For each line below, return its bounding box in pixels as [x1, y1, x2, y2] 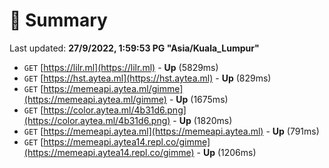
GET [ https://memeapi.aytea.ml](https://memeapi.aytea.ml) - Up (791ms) [23, 125, 320, 137]
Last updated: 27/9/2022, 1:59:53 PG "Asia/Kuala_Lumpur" [9, 42, 260, 54]
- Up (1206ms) [196, 146, 257, 158]
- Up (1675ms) [168, 93, 229, 105]
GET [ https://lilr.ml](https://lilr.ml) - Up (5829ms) [23, 61, 219, 73]
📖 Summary [9, 9, 108, 32]
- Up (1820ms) [172, 114, 233, 126]
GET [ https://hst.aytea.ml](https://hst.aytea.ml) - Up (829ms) [23, 72, 272, 84]
